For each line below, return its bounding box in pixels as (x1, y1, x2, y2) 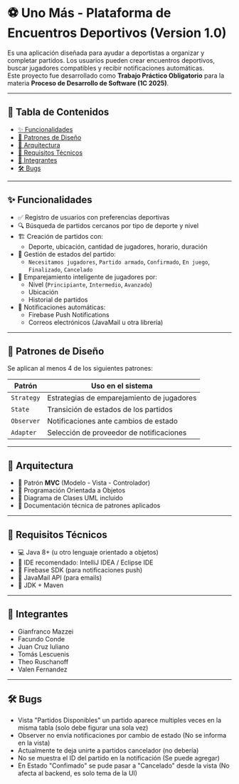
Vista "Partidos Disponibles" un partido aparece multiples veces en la (17, 716, 222, 724)
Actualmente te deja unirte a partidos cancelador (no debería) (17, 746, 199, 755)
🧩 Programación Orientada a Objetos (17, 486, 126, 495)
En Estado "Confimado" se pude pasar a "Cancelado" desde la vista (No (17, 761, 230, 770)
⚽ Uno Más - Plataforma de (7, 5, 171, 21)
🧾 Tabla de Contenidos (7, 106, 110, 118)
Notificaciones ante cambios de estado (47, 416, 178, 426)
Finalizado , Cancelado (28, 264, 93, 274)
